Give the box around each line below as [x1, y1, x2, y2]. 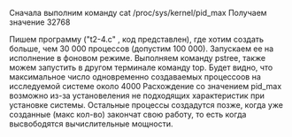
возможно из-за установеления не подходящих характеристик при [9, 90, 265, 101]
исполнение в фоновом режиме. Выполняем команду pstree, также [9, 53, 266, 63]
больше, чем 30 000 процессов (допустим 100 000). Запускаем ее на [9, 43, 274, 54]
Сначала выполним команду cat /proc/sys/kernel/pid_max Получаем [9, 8, 267, 18]
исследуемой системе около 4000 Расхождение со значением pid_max [9, 81, 282, 91]
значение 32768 [9, 17, 71, 27]
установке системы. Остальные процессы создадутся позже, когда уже [9, 100, 283, 110]
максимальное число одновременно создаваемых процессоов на [9, 72, 261, 82]
